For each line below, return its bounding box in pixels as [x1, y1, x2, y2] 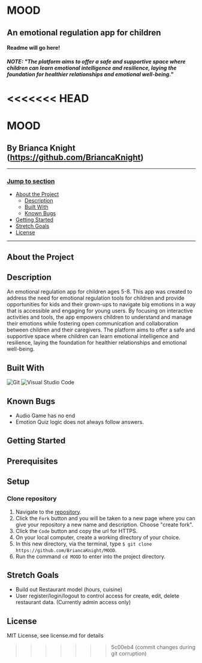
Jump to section [7, 177, 55, 185]
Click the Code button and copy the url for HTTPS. [15, 527, 138, 534]
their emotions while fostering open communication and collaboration [7, 320, 179, 327]
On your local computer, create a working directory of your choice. [15, 534, 180, 541]
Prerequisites [7, 456, 58, 466]
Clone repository [7, 495, 57, 503]
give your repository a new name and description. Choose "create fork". [15, 521, 194, 528]
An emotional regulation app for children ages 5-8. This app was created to [7, 288, 192, 296]
